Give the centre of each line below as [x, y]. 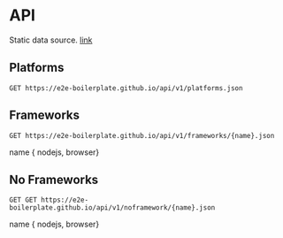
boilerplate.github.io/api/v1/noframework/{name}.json [112, 208]
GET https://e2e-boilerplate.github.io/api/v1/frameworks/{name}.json [142, 135]
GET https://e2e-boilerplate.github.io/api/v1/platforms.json [126, 88]
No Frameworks [54, 179]
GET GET [23, 200]
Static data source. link [51, 40]
